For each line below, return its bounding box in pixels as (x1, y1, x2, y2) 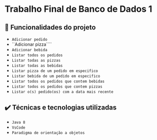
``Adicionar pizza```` (11, 41, 52, 47)
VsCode (11, 125, 26, 130)
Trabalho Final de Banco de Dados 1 (4, 3, 153, 15)
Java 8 (11, 120, 26, 125)
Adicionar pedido (11, 37, 48, 42)
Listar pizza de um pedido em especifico (11, 69, 98, 73)
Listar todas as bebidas (11, 63, 63, 68)
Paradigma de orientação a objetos (11, 130, 85, 135)
